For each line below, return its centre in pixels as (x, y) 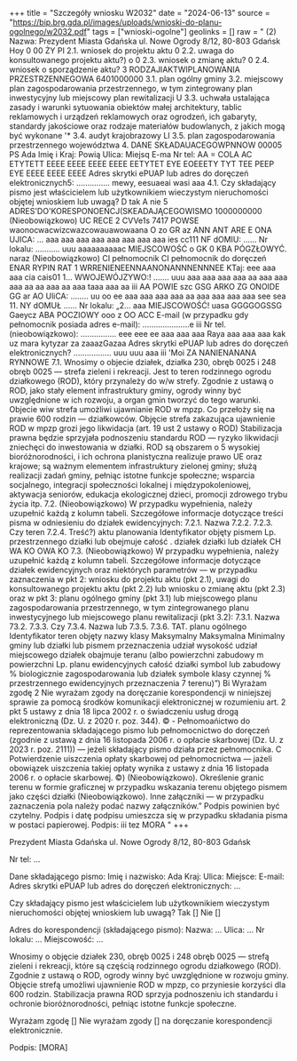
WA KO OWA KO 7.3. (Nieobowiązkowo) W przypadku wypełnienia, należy (144, 551)
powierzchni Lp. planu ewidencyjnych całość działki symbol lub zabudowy (145, 664)
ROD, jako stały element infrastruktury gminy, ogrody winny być (125, 391)
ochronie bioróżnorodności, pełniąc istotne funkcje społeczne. (123, 1004)
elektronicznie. (36, 1030)
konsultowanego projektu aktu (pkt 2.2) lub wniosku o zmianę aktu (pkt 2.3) (148, 589)
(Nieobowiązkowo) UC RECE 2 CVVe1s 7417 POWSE (104, 220)
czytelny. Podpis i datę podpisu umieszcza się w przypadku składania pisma (148, 815)
